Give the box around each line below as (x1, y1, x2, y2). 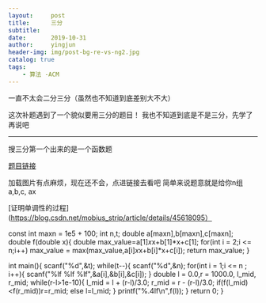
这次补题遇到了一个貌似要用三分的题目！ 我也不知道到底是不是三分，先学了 (8, 110, 253, 119)
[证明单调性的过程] (8, 203, 70, 212)
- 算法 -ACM (22, 70, 59, 78)
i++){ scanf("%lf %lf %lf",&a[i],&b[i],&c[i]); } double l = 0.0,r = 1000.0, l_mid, (8, 269, 256, 278)
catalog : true (8, 56, 55, 64)
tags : (8, 63, 26, 71)
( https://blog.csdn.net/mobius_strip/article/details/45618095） (8, 213, 212, 222)
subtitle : (8, 26, 41, 34)
